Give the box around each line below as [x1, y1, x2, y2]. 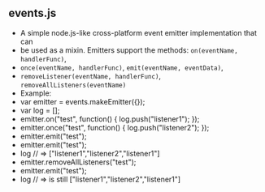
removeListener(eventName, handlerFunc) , [20, 70, 161, 80]
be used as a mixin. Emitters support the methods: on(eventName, [20, 45, 238, 55]
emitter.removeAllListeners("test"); [20, 157, 137, 167]
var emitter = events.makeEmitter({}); [20, 96, 146, 106]
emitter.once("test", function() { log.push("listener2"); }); [20, 122, 210, 132]
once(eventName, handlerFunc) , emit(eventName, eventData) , [20, 62, 224, 72]
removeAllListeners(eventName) [20, 81, 127, 89]
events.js [8, 6, 57, 20]
